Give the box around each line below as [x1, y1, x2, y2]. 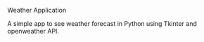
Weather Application [7, 6, 67, 14]
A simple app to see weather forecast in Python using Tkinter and [7, 20, 197, 27]
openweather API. [7, 27, 60, 35]
